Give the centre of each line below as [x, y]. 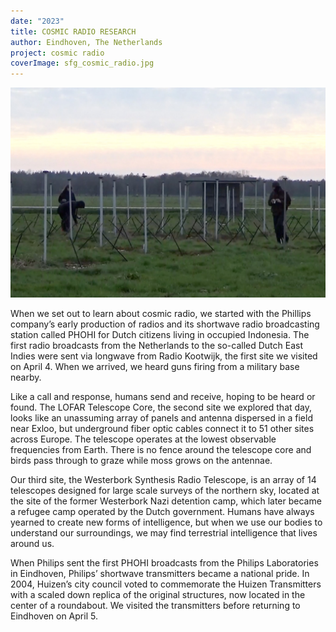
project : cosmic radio [57, 53]
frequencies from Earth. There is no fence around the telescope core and [161, 449]
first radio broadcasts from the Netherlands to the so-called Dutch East [157, 345]
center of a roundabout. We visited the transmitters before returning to [155, 605]
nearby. [26, 377]
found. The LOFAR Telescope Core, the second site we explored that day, [161, 407]
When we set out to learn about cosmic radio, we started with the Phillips [161, 313]
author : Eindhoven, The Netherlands [86, 42]
